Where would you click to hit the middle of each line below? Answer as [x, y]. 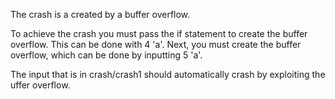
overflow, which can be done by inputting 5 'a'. [106, 55]
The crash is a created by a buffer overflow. [100, 14]
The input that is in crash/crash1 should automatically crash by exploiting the [168, 74]
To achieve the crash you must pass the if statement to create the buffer [159, 33]
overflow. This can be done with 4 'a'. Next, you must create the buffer [156, 44]
